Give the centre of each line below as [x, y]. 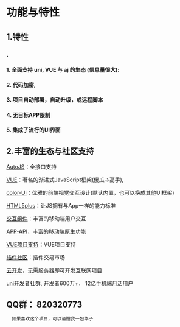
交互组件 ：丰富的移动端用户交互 [46, 219]
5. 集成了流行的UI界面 [33, 130]
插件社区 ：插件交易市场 [36, 258]
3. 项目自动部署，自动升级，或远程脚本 [55, 100]
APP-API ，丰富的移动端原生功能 [46, 231]
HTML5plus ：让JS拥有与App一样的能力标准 [61, 206]
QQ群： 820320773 [44, 304]
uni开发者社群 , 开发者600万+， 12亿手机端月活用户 [70, 283]
